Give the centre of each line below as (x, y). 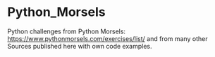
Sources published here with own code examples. (80, 46)
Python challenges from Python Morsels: (66, 31)
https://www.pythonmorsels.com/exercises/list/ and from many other (107, 38)
